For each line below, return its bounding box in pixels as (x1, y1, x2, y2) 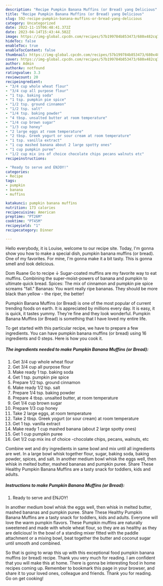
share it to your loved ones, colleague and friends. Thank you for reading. (5, 570, 152, 576)
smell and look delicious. (5, 261, 55, 267)
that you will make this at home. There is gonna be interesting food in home (5, 560, 156, 566)
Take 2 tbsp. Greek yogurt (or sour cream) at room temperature (12, 416, 139, 421)
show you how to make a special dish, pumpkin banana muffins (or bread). (5, 251, 154, 256)
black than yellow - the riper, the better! (5, 291, 84, 297)
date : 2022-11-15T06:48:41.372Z (5, 25, 71, 30)
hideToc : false (5, 39, 36, 44)
